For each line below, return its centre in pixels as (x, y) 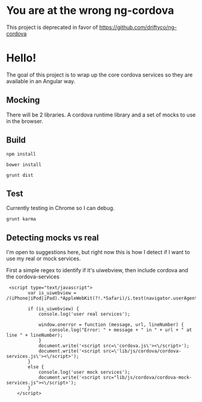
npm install (21, 154)
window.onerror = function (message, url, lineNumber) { (111, 325)
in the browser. (25, 121)
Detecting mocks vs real (53, 238)
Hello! (21, 58)
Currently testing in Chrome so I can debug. (60, 208)
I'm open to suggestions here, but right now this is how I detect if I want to (98, 252)
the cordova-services (33, 277)
